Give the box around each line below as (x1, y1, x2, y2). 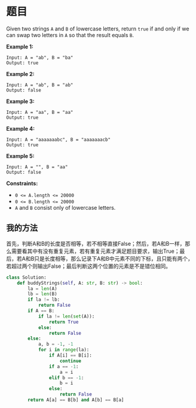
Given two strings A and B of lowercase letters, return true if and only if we (6, 25, 189, 32)
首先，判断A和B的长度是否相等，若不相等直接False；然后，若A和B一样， (6, 240, 185, 247)
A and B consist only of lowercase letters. (14, 204, 116, 211)
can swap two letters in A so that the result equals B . (6, 31, 134, 38)
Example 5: (6, 152, 35, 159)
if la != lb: (27, 297, 60, 303)
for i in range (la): (38, 347, 90, 353)
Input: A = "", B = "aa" (6, 164, 68, 170)
